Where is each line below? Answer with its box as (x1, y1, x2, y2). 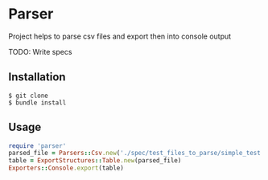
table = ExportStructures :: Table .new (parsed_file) (8, 157, 182, 165)
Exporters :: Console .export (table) (8, 164, 125, 173)
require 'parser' (8, 141, 67, 149)
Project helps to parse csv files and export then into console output (8, 31, 232, 41)
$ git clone (8, 92, 48, 100)
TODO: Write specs (8, 47, 72, 56)
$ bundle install (8, 98, 67, 107)
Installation (8, 70, 66, 84)
